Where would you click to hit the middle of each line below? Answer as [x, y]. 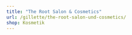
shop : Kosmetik [26, 23]
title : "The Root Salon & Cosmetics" [54, 12]
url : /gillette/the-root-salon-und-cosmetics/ [66, 17]
